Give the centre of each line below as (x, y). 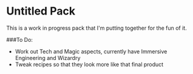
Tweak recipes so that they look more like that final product (89, 64)
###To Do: (20, 39)
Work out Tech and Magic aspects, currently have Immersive (91, 51)
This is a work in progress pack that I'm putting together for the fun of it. (96, 28)
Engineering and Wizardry (48, 58)
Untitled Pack (41, 11)
